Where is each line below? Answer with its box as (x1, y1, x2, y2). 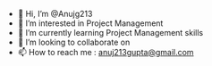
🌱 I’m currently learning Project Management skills (17, 28, 204, 37)
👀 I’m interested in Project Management (17, 18, 164, 29)
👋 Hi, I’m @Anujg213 (17, 9, 93, 19)
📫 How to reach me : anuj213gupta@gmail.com (17, 47, 194, 57)
